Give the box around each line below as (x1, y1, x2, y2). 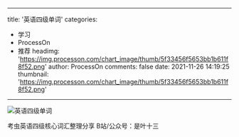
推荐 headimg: (17, 47, 60, 55)
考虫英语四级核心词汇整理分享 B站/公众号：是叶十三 (7, 122, 159, 130)
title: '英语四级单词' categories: (7, 15, 98, 24)
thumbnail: (17, 70, 49, 78)
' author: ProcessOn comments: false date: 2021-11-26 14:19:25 (44, 62, 230, 71)
